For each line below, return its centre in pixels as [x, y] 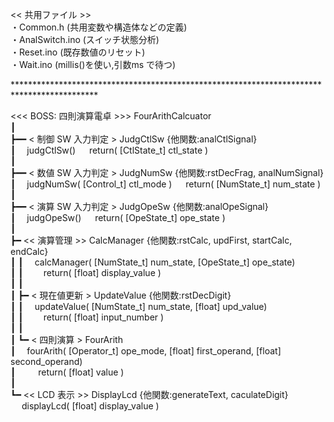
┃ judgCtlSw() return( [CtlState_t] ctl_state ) [109, 150]
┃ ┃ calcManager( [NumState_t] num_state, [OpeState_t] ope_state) [153, 262]
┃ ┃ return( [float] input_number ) [87, 317]
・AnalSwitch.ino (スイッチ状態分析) [85, 39]
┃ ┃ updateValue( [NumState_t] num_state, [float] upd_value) [139, 306]
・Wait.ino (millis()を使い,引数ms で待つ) [93, 64]
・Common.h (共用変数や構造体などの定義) [99, 27]
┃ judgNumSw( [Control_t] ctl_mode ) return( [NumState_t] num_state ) [166, 184]
